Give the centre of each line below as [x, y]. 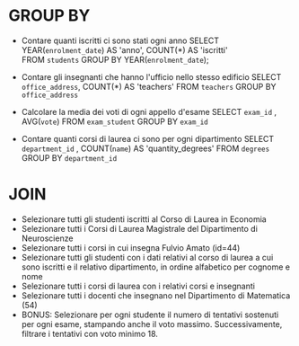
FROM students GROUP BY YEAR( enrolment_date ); [115, 59]
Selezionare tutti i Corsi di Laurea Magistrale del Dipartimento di [139, 228]
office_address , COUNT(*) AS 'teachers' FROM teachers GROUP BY [149, 86]
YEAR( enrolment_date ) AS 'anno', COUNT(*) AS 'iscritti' [124, 49]
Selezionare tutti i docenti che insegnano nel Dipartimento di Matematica [156, 295]
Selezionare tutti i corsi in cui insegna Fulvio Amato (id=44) [131, 247]
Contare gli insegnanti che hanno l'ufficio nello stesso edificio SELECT [151, 76]
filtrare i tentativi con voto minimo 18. [90, 333]
